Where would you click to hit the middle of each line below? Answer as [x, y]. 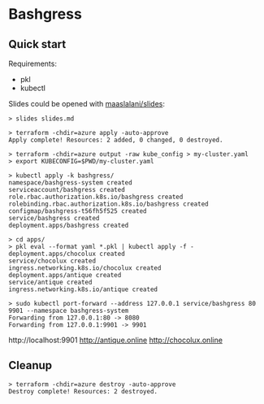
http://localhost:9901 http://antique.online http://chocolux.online [116, 340]
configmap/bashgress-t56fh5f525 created [78, 211]
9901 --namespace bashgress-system [69, 311]
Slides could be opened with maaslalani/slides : [87, 104]
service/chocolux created [52, 261]
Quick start [37, 44]
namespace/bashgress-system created [70, 183]
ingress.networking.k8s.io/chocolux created [85, 268]
